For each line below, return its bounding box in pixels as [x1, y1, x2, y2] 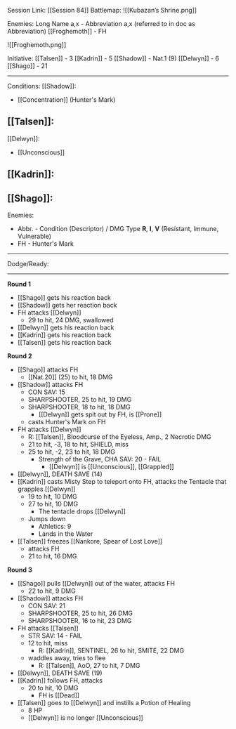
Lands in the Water [38, 530, 93, 538]
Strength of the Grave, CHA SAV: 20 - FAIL [38, 455, 162, 464]
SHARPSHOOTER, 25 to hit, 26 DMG [27, 609, 133, 617]
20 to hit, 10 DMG [27, 684, 79, 692]
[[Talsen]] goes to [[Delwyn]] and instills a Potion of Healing [17, 699, 191, 707]
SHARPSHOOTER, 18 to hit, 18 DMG [27, 403, 131, 412]
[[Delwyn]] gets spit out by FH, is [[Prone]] [38, 410, 162, 419]
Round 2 [7, 352, 32, 360]
